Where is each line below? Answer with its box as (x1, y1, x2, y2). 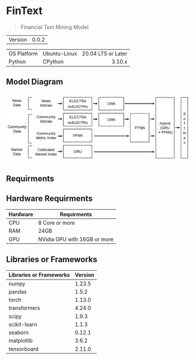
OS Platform (8, 50, 38, 57)
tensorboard (8, 345, 39, 352)
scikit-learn (8, 321, 37, 328)
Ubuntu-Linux (42, 50, 77, 57)
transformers (8, 304, 40, 312)
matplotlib (8, 337, 33, 344)
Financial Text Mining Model (20, 23, 89, 31)
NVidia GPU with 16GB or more (38, 235, 114, 243)
